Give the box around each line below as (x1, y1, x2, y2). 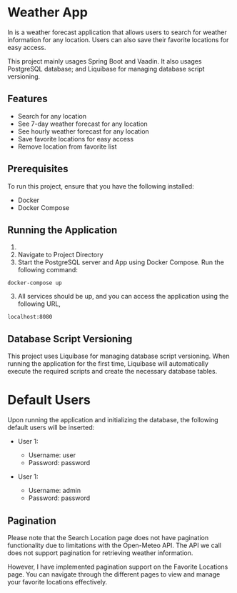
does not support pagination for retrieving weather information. (7, 548, 193, 557)
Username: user (28, 451, 76, 459)
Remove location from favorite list (17, 142, 117, 151)
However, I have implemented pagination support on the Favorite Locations (7, 562, 228, 571)
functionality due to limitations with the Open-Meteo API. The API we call (7, 541, 221, 549)
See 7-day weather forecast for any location (17, 119, 148, 128)
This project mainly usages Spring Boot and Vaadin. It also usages (7, 56, 202, 65)
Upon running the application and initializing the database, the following (7, 416, 219, 424)
